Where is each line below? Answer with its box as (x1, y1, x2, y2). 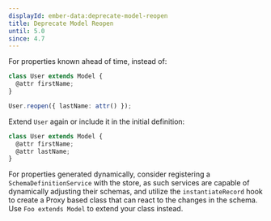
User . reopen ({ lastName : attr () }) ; (8, 102, 132, 110)
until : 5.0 (8, 27, 45, 35)
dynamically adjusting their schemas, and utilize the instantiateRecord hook (8, 187, 263, 197)
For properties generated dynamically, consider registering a (8, 169, 210, 179)
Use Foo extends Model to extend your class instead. (8, 204, 184, 214)
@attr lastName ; (15, 147, 70, 155)
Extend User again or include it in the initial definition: (8, 117, 185, 126)
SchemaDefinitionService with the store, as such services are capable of (8, 178, 250, 188)
